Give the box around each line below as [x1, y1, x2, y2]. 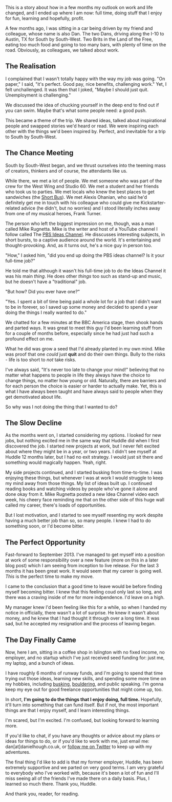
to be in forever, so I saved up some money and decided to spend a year [5, 304, 158, 310]
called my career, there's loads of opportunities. [5, 502, 106, 508]
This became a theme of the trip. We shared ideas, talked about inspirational [5, 117, 166, 123]
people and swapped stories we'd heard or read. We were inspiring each [5, 123, 159, 129]
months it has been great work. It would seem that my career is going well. [5, 568, 163, 574]
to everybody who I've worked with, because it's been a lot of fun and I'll [5, 770, 159, 776]
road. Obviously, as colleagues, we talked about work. [5, 47, 119, 53]
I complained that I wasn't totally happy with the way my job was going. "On [5, 76, 165, 82]
